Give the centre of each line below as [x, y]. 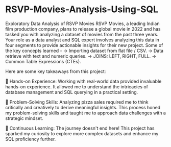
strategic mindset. [24, 118]
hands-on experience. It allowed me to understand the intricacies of [77, 87]
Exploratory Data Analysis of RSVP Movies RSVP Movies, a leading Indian [82, 23]
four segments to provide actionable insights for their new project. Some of [84, 45]
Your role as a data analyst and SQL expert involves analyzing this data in [82, 40]
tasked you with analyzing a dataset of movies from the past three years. [82, 34]
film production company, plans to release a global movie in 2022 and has [83, 29]
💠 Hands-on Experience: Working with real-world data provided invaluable [83, 81]
